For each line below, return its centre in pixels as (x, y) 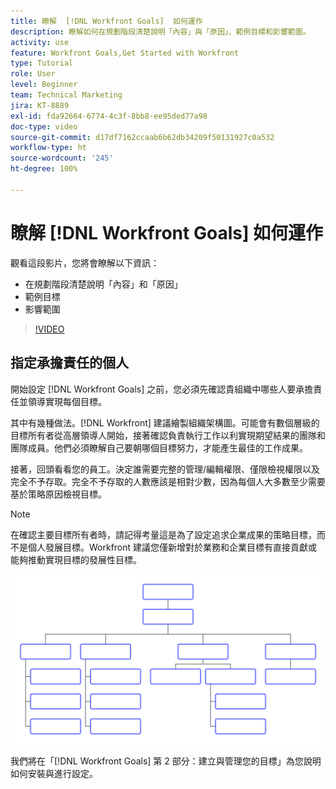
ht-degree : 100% (44, 169)
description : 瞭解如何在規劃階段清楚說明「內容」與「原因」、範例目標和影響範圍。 (160, 31)
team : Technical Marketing (66, 95)
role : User (33, 74)
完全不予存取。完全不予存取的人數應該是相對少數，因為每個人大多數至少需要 (168, 481)
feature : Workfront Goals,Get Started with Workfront (125, 53)
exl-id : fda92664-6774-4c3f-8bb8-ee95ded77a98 (109, 116)
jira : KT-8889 (40, 105)
